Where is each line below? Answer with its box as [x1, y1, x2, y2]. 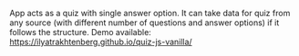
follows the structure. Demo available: [9, 27, 152, 37]
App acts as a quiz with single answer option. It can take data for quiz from [9, 8, 291, 18]
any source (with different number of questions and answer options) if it [9, 17, 280, 28]
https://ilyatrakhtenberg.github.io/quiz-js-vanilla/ [9, 36, 193, 47]
